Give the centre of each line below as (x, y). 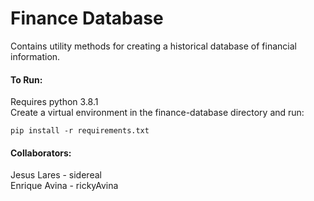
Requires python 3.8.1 (54, 102)
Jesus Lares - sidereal (56, 175)
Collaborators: (41, 153)
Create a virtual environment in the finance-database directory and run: (157, 113)
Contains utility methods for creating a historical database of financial (153, 46)
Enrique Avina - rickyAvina (64, 186)
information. (35, 56)
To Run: (26, 79)
